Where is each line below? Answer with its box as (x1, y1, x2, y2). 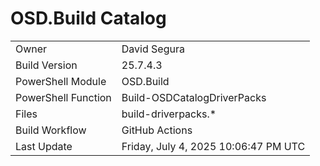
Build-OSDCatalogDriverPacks (121, 90, 267, 104)
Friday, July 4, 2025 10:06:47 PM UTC (121, 139, 306, 153)
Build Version (15, 58, 78, 72)
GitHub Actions (121, 123, 193, 137)
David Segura (121, 42, 185, 56)
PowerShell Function (15, 90, 112, 104)
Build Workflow (15, 123, 87, 137)
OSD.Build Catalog (10, 7, 167, 30)
